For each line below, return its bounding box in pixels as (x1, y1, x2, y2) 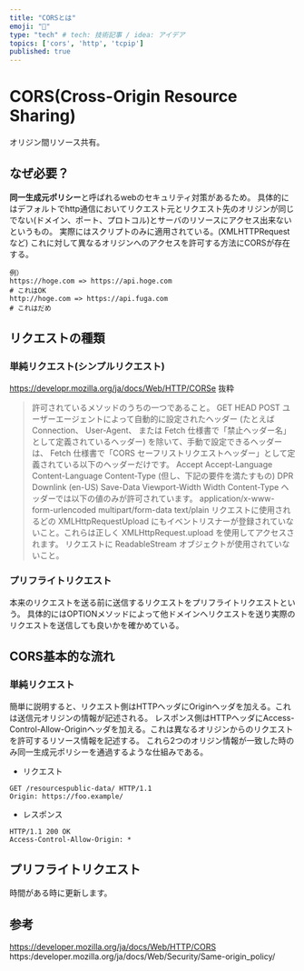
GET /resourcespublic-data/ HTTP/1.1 (9, 784, 152, 793)
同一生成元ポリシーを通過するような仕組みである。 (16, 746, 209, 757)
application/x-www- (199, 493, 275, 504)
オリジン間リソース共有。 (9, 137, 105, 148)
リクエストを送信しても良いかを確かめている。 (9, 619, 184, 630)
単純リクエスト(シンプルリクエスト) (9, 360, 165, 373)
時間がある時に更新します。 (9, 887, 113, 898)
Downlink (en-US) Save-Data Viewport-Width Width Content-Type (31, 481, 279, 492)
